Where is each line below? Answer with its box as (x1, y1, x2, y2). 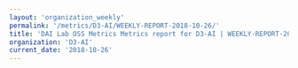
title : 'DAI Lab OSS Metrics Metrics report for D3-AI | (9, 29, 224, 38)
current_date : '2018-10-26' (9, 46, 114, 55)
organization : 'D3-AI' (9, 37, 93, 47)
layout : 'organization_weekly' (9, 12, 125, 22)
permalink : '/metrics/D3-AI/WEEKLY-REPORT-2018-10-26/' (9, 21, 220, 30)
